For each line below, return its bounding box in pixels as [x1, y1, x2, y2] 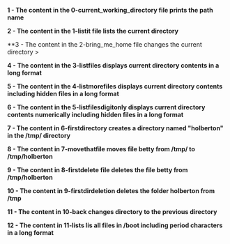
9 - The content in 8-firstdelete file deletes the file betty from [7, 166, 188, 174]
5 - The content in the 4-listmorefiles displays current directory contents [7, 82, 223, 90]
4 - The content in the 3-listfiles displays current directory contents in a [7, 61, 220, 69]
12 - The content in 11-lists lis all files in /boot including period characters [7, 221, 223, 229]
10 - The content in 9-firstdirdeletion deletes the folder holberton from [7, 187, 215, 195]
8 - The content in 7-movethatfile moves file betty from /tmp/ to [7, 145, 195, 153]
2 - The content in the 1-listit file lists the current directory [7, 27, 179, 35]
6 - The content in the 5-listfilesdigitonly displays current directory [7, 103, 206, 111]
